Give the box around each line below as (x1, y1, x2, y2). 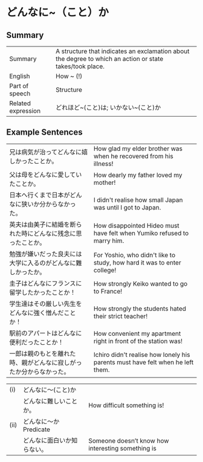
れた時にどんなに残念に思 (9, 229, 83, 237)
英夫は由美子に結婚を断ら (9, 220, 83, 228)
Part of (9, 82, 29, 90)
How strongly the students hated (93, 304, 186, 313)
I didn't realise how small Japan (93, 196, 183, 204)
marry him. (93, 236, 124, 245)
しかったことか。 (9, 156, 58, 165)
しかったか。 (9, 268, 46, 276)
